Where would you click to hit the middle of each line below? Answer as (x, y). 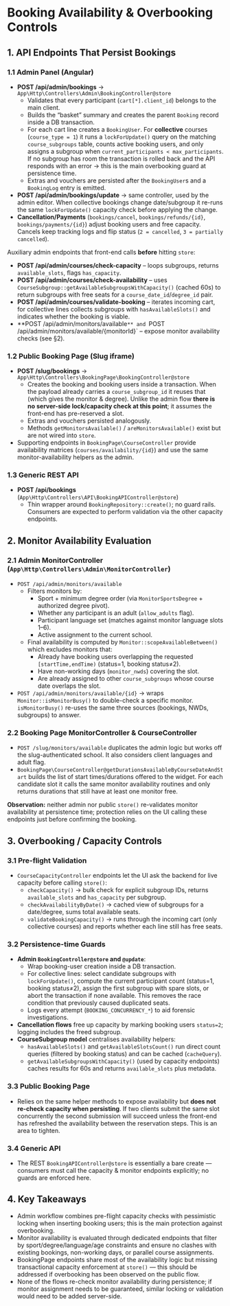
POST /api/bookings (47, 490)
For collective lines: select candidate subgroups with (102, 974)
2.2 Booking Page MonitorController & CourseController (102, 733)
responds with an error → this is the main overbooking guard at (116, 165)
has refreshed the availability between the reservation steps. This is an (117, 1123)
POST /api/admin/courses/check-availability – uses (92, 280)
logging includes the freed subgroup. (69, 1032)
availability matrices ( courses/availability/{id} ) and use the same (113, 450)
